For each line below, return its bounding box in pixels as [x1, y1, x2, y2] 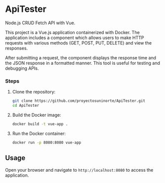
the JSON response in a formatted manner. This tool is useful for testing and [5, 60, 161, 66]
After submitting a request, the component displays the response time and [5, 54, 157, 60]
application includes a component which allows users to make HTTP [5, 35, 144, 41]
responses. [5, 45, 28, 51]
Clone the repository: [12, 89, 56, 95]
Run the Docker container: [12, 130, 66, 137]
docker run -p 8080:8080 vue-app [12, 140, 82, 145]
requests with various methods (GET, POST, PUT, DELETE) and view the [5, 40, 152, 46]
